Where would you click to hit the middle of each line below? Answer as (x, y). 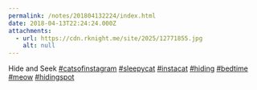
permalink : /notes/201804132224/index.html (82, 16)
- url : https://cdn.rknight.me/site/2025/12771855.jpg (109, 38)
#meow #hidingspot (41, 77)
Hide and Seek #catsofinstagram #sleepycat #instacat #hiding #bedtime (128, 68)
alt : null (39, 46)
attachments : (30, 31)
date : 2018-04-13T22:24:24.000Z (62, 23)
